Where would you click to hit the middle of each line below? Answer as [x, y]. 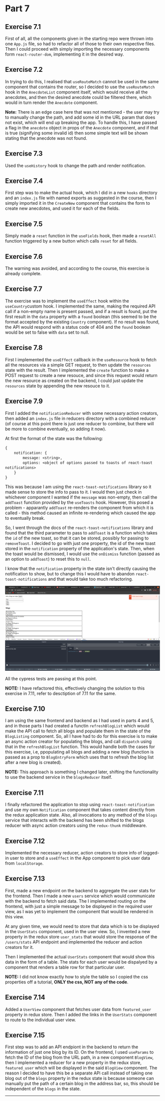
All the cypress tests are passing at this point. [51, 678]
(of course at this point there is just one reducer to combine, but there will [80, 423]
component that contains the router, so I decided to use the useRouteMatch [80, 87]
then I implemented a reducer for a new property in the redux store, [73, 1063]
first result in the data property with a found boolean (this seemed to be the [81, 316]
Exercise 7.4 [24, 181]
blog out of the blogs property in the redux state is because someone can [80, 1078]
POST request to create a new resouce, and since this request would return [82, 375]
